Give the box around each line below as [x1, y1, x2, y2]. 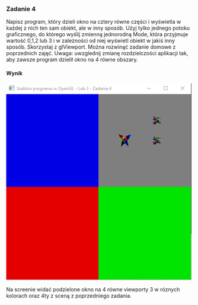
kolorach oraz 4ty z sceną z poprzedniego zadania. [6, 292, 132, 299]
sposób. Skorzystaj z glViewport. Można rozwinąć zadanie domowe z [6, 43, 176, 50]
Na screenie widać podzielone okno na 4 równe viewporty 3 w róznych [6, 285, 180, 293]
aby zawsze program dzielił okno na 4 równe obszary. [6, 56, 138, 63]
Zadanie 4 [6, 5, 36, 13]
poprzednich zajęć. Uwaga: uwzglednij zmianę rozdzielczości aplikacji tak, [6, 50, 189, 57]
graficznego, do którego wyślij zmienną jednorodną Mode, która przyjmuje [6, 31, 189, 38]
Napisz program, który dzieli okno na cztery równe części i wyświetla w [6, 18, 181, 26]
